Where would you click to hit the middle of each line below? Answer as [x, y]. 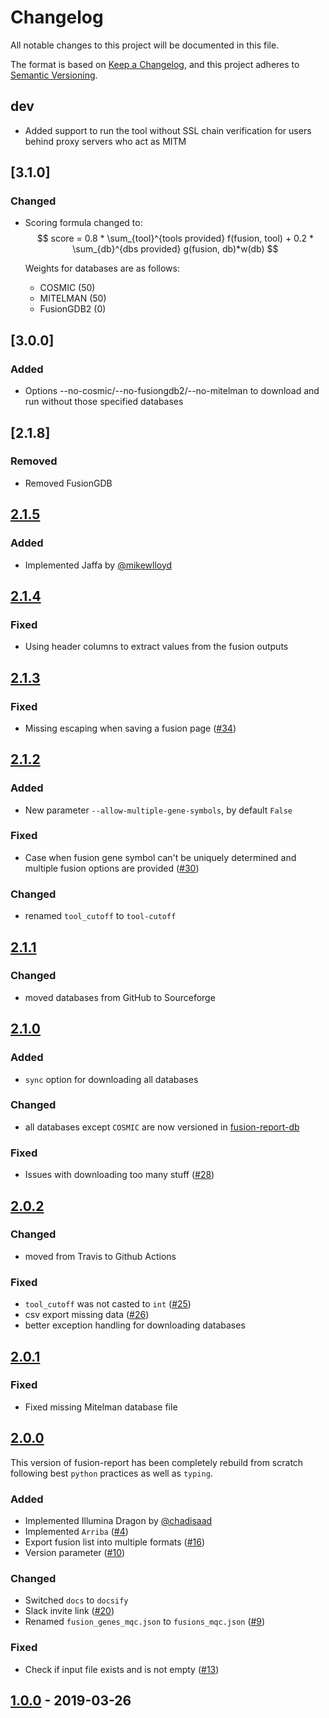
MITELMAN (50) [73, 298]
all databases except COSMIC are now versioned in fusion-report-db [162, 1127]
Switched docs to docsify [76, 1600]
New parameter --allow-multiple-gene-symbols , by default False [158, 810]
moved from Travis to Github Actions [100, 1256]
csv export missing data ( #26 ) [87, 1315]
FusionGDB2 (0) [73, 309]
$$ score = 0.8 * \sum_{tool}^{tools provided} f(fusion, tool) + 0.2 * [175, 238]
